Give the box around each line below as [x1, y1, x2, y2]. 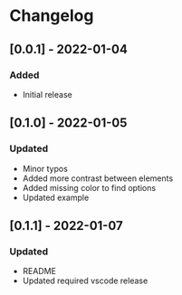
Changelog [9, 5, 94, 26]
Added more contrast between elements [22, 173, 174, 184]
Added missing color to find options [22, 182, 157, 193]
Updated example [22, 192, 90, 203]
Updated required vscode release [22, 275, 148, 286]
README [22, 266, 57, 277]
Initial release [22, 89, 72, 100]
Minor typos [22, 163, 68, 174]
